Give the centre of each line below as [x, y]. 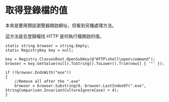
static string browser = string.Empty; [47, 46]
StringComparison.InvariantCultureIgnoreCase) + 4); [62, 90]
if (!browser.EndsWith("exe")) [38, 72]
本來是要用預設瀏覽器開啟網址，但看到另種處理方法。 [61, 25]
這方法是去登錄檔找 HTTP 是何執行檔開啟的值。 [55, 36]
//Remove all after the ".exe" [47, 81]
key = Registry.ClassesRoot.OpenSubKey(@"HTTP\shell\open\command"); [80, 59]
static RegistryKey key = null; [39, 50]
